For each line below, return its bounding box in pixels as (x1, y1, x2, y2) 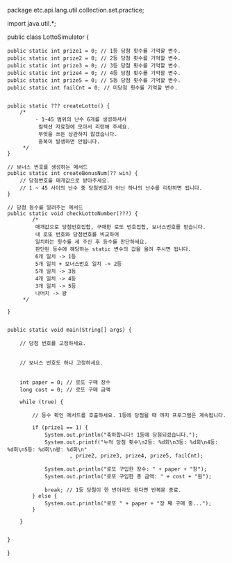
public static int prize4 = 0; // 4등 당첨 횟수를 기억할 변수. (7, 69, 181, 76)
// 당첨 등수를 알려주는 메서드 (7, 204, 83, 211)
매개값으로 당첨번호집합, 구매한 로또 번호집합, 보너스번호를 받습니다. (35, 224, 206, 230)
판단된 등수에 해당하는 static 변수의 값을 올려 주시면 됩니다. (35, 246, 192, 253)
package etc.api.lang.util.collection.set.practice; (7, 6, 144, 14)
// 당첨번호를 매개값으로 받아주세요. (19, 177, 110, 184)
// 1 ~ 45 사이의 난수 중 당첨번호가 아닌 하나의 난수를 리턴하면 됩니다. (19, 185, 203, 192)
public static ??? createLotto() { (7, 103, 110, 110)
